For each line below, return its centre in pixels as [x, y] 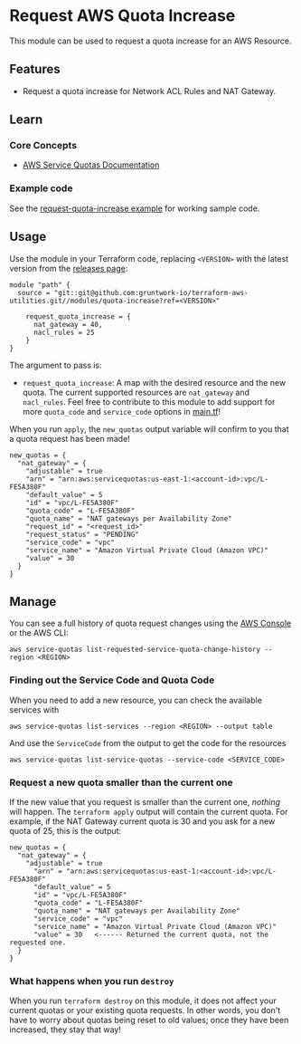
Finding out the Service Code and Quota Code [112, 680]
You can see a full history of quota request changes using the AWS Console [150, 623]
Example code [41, 188]
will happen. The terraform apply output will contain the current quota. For [149, 811]
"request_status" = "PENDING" [83, 534]
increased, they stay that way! [66, 1030]
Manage [33, 602]
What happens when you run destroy [92, 981]
